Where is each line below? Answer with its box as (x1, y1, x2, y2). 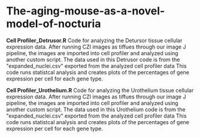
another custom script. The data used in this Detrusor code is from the (6, 56, 180, 63)
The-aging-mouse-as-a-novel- (6, 4, 165, 18)
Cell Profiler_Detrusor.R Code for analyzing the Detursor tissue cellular (6, 37, 183, 44)
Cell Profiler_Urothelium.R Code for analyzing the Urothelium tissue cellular (6, 86, 194, 94)
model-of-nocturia (6, 17, 101, 31)
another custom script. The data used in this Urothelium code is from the (6, 106, 186, 113)
